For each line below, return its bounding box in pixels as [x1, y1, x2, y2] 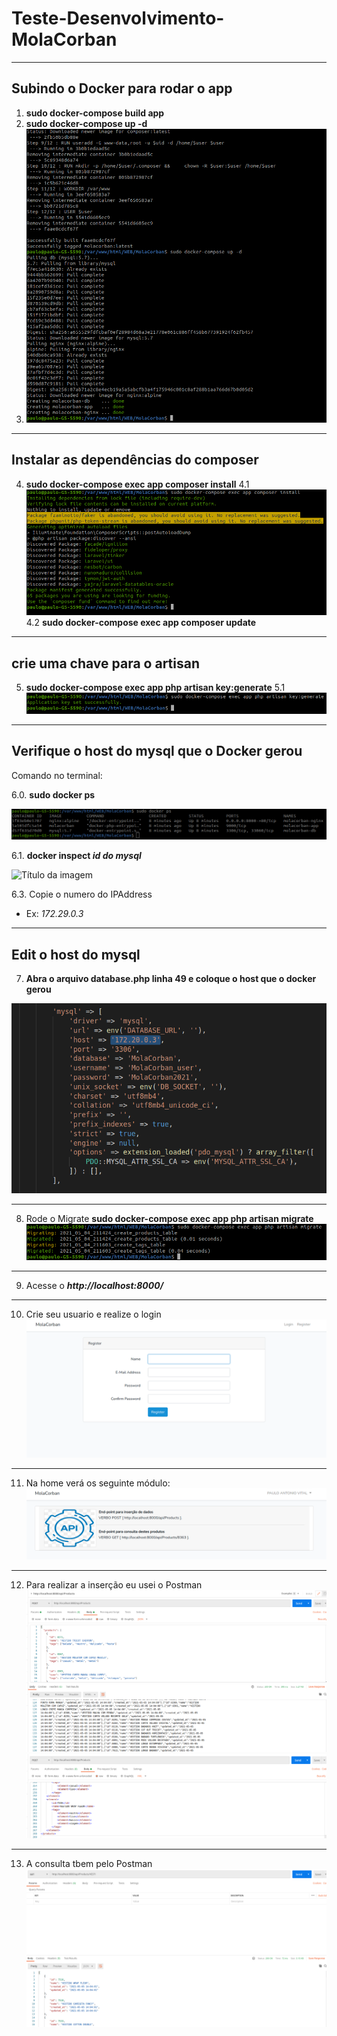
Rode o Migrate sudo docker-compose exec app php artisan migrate [25, 1212, 314, 1224]
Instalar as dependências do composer [11, 452, 259, 469]
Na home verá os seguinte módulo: [25, 1477, 171, 1489]
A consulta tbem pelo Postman [25, 1857, 153, 1869]
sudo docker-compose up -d [25, 117, 148, 129]
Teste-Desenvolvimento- [11, 7, 225, 30]
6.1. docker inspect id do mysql [11, 850, 142, 862]
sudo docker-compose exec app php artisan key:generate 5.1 [25, 682, 286, 694]
